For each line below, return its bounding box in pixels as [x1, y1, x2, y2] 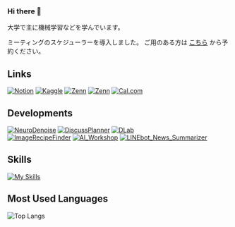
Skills [7, 154, 32, 166]
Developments [7, 107, 73, 119]
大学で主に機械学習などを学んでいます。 [7, 23, 124, 32]
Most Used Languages [7, 193, 108, 205]
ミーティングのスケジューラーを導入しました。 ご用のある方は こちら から [7, 38, 222, 47]
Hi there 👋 [7, 6, 42, 16]
